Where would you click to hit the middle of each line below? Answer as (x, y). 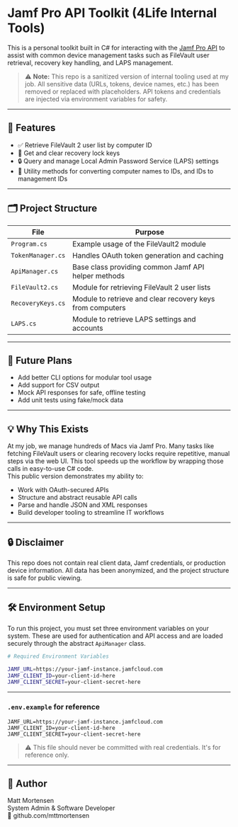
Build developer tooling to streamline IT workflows (91, 513)
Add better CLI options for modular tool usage (85, 377)
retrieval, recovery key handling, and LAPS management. (90, 62)
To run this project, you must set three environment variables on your (108, 628)
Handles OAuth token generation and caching (148, 255)
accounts (88, 328)
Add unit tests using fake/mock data (70, 400)
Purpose (150, 232)
